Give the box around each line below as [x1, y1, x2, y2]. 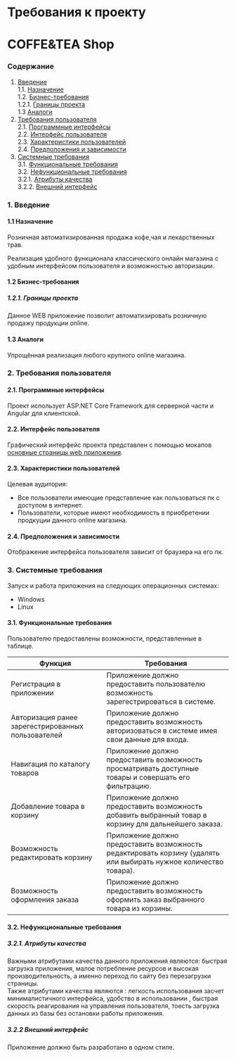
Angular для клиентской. [7, 409, 81, 417]
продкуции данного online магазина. [17, 516, 128, 524]
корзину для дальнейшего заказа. [106, 819, 223, 829]
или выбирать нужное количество [106, 857, 224, 867]
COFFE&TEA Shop [7, 37, 114, 53]
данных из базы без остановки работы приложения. [7, 1009, 164, 1018]
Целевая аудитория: [7, 480, 68, 489]
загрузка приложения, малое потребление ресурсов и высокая [7, 964, 199, 973]
